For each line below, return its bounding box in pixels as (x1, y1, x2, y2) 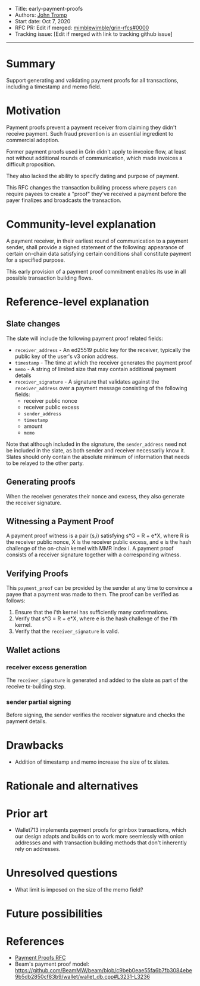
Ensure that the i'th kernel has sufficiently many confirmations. (14, 609, 168, 616)
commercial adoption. (6, 136, 60, 143)
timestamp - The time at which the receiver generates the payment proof (14, 359, 192, 366)
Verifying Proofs (6, 568, 68, 578)
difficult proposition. (6, 161, 55, 168)
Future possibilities (6, 907, 103, 921)
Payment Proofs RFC (14, 954, 66, 961)
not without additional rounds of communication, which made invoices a (6, 154, 183, 161)
